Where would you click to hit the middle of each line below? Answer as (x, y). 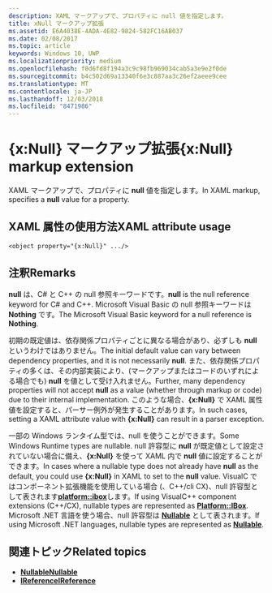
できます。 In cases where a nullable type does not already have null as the (134, 466)
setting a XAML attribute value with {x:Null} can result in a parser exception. (136, 419)
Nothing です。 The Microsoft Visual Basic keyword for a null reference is (130, 314)
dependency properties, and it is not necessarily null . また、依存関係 (123, 360)
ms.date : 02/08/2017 (43, 39)
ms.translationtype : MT (49, 84)
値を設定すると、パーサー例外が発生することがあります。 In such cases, (128, 410)
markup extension (71, 167)
